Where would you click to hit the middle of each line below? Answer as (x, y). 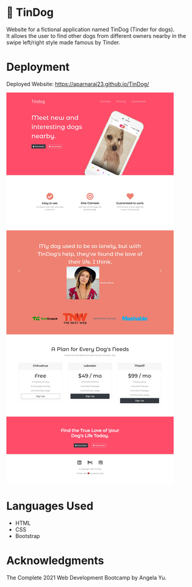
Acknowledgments (55, 561)
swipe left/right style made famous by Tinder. (63, 42)
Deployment (38, 67)
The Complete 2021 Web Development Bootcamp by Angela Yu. (86, 577)
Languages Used (50, 506)
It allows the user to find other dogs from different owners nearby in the (96, 35)
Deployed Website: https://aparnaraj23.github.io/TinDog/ (78, 84)
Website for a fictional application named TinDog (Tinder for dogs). (91, 29)
